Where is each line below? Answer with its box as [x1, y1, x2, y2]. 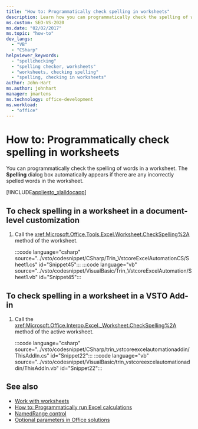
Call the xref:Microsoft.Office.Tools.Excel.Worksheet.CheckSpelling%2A [14, 231, 190, 238]
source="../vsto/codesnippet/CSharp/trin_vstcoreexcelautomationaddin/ [14, 346, 190, 353]
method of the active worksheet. [14, 328, 94, 335]
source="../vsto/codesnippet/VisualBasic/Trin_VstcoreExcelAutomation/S [14, 267, 192, 274]
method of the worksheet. [14, 237, 78, 244]
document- [146, 206, 188, 216]
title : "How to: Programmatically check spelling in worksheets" [6, 8, 170, 15]
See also [6, 382, 38, 392]
